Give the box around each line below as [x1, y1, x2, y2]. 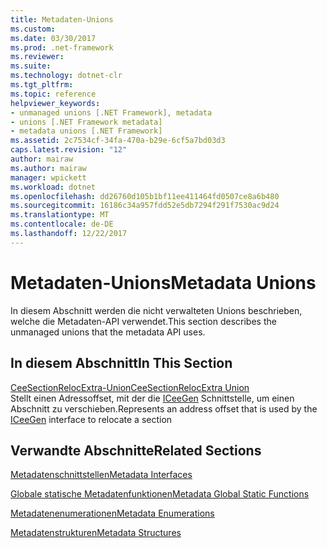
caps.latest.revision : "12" [10, 145, 128, 155]
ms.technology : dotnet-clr [10, 71, 123, 81]
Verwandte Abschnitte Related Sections [10, 442, 262, 459]
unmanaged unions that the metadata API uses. [10, 326, 206, 338]
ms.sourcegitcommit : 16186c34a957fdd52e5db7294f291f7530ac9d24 [10, 201, 280, 211]
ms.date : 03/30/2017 [10, 33, 97, 43]
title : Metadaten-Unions [10, 14, 114, 25]
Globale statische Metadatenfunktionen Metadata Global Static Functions [10, 488, 310, 500]
